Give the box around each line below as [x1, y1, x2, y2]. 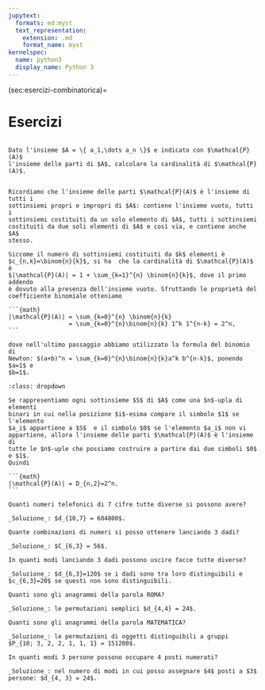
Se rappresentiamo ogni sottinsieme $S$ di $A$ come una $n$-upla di [8, 396, 244, 404]
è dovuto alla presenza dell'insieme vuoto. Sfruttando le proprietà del [8, 285, 258, 293]
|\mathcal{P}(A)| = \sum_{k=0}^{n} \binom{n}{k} [8, 313, 172, 321]
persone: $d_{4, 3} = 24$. [8, 674, 98, 682]
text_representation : [15, 26, 87, 34]
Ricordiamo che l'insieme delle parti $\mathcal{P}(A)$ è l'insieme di [8, 187, 250, 195]
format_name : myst [22, 41, 83, 49]
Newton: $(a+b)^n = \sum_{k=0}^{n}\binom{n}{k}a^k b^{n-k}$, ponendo [8, 354, 244, 362]
